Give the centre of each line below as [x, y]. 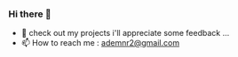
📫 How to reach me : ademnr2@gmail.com [100, 43]
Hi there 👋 [30, 14]
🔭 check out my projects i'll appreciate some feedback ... [125, 33]
